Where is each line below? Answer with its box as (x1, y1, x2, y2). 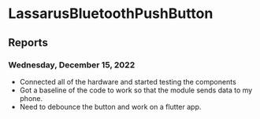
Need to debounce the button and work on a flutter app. (19, 102, 202, 111)
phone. (19, 93, 43, 103)
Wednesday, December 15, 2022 (8, 59, 136, 70)
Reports (8, 36, 49, 49)
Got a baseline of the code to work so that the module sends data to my (19, 85, 253, 95)
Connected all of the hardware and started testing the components (19, 77, 236, 86)
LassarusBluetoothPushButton (8, 5, 214, 23)
